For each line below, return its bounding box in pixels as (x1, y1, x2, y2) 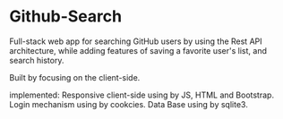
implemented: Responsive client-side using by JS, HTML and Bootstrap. (9, 89, 275, 100)
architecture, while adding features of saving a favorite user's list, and (9, 45, 267, 55)
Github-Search (9, 6, 123, 27)
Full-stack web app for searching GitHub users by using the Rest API (9, 36, 262, 47)
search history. (9, 55, 64, 65)
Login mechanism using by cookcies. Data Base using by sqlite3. (9, 98, 248, 109)
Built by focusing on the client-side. (9, 72, 141, 82)
